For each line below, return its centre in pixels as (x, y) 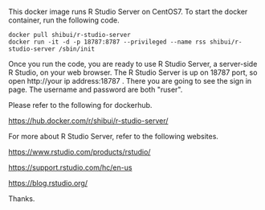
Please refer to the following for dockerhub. (80, 105)
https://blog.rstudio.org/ (48, 183)
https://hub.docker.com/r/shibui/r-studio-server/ (88, 121)
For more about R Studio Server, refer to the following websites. (114, 136)
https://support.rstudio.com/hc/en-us (70, 167)
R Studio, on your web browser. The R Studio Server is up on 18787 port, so (133, 72)
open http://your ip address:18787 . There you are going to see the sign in (130, 81)
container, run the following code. (64, 20)
